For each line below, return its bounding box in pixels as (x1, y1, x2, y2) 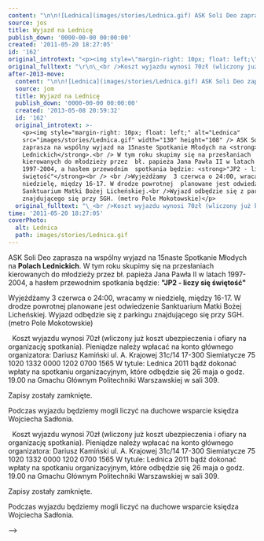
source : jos (8, 19, 47, 27)
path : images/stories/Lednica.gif (15, 232, 128, 239)
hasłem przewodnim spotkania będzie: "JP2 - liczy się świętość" (35, 277, 246, 287)
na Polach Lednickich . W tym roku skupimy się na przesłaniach (8, 261, 214, 270)
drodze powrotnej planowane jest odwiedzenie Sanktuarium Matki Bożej (8, 301, 242, 311)
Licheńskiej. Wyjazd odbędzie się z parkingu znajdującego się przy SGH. (8, 309, 244, 319)
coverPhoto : (8, 217, 47, 224)
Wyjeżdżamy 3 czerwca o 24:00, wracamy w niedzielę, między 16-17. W (8, 293, 241, 302)
